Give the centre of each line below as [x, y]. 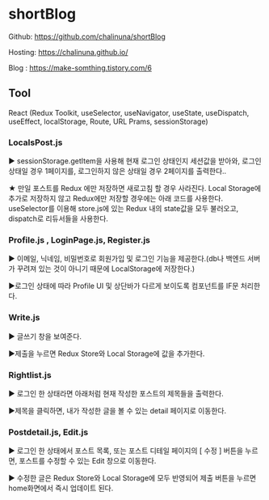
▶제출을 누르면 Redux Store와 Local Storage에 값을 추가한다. [107, 354]
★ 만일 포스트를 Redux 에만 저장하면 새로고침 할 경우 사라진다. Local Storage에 [134, 189]
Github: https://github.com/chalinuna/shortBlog [87, 36]
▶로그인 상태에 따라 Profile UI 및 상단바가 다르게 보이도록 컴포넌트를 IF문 [124, 286]
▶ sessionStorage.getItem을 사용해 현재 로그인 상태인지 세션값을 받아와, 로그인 [135, 161]
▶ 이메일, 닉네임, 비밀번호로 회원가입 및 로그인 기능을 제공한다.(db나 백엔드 [127, 259]
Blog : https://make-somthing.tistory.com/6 [80, 68]
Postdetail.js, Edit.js [48, 432]
